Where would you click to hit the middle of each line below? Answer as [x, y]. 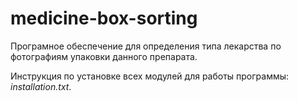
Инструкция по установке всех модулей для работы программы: [150, 76]
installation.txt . [41, 86]
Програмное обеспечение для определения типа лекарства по [146, 46]
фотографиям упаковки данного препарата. [104, 56]
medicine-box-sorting [104, 18]
